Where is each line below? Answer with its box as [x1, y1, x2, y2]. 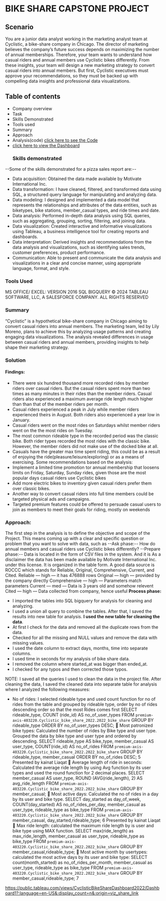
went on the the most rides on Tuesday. [12, 427, 93, 433]
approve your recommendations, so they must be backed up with [5, 73, 138, 78]
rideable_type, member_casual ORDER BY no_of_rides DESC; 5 [12, 754, 141, 760]
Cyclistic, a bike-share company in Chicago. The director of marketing [5, 41, 149, 47]
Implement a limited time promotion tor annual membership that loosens [12, 464, 160, 470]
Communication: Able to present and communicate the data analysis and [12, 255, 161, 261]
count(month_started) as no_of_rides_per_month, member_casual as [12, 859, 153, 866]
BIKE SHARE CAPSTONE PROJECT [5, 3, 150, 14]
